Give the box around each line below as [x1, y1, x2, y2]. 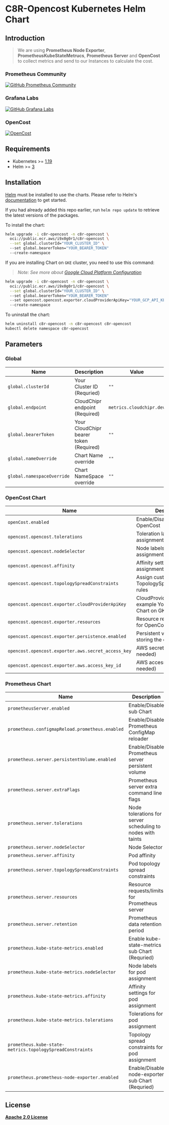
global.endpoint [8, 404, 47, 410]
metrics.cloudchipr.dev [108, 404, 165, 410]
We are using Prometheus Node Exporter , [17, 47, 106, 53]
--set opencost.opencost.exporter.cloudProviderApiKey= [10, 298, 129, 303]
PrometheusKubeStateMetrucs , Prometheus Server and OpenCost [17, 52, 160, 59]
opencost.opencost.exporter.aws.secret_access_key [8, 648, 132, 654]
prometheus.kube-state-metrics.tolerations [8, 1017, 114, 1023]
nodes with [128, 829, 155, 836]
